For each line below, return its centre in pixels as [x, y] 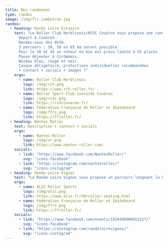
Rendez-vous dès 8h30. [42, 43]
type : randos [19, 15]
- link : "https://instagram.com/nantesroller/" [69, 163]
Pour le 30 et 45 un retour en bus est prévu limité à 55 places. [89, 52]
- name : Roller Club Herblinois [52, 80]
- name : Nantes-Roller [42, 136]
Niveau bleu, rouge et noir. [49, 61]
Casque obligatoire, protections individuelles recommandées [83, 66]
